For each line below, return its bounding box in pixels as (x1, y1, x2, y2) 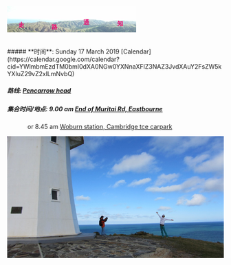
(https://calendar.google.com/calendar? (7, 55, 120, 63)
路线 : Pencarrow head (7, 86, 71, 95)
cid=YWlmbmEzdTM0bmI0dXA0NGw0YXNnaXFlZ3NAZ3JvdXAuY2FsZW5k (7, 62, 222, 71)
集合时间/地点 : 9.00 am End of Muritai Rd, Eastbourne (7, 104, 163, 113)
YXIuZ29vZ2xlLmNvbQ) (7, 70, 75, 78)
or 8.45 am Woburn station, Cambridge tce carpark (27, 123, 173, 131)
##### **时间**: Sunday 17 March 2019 (7, 47, 120, 56)
